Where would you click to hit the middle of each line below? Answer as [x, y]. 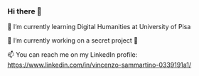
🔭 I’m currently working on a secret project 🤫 [73, 40]
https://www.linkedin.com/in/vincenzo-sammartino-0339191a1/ [99, 65]
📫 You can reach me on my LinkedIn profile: [72, 55]
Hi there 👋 [25, 11]
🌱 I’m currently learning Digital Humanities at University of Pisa [99, 27]
